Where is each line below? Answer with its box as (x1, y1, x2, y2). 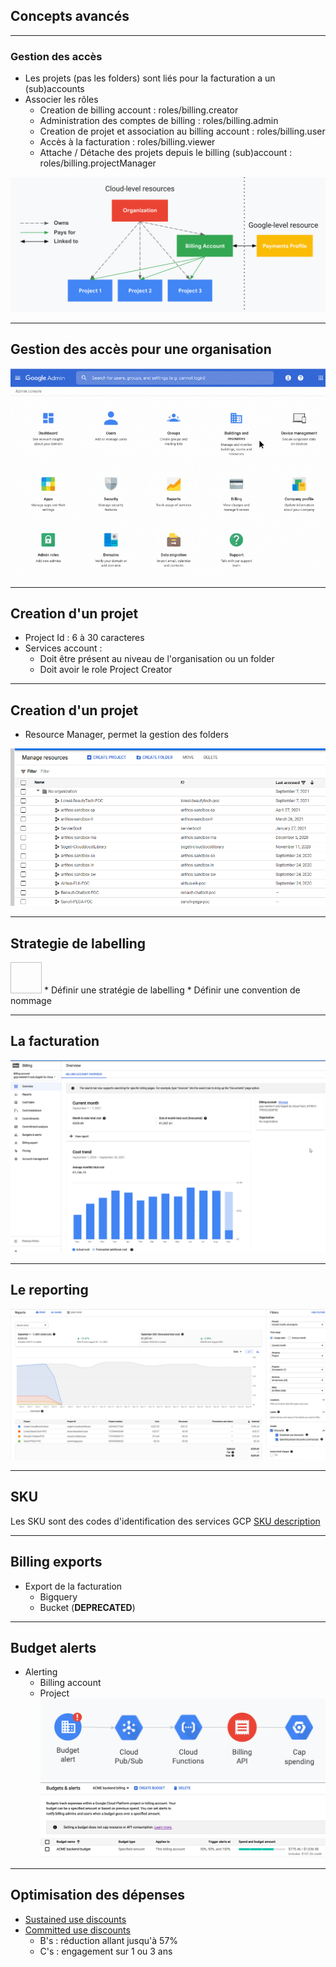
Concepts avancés (10, 8, 130, 25)
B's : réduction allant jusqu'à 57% (39, 1934, 179, 1946)
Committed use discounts (24, 1924, 131, 1936)
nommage (10, 995, 52, 1007)
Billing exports (10, 1554, 103, 1571)
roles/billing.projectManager (39, 157, 157, 169)
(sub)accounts (24, 83, 85, 95)
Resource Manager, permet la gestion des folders (24, 729, 229, 741)
